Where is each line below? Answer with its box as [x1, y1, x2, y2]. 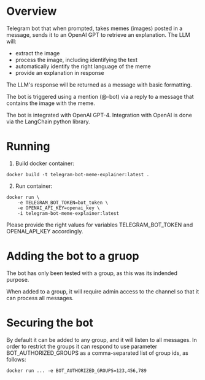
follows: [6, 355, 26, 363]
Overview [6, 4, 57, 18]
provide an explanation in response [15, 69, 104, 76]
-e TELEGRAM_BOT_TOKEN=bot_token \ [17, 200, 109, 206]
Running [6, 139, 50, 153]
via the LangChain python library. [6, 118, 90, 125]
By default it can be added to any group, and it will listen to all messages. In [6, 336, 198, 343]
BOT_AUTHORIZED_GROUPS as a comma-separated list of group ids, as [6, 349, 188, 357]
